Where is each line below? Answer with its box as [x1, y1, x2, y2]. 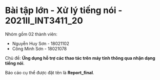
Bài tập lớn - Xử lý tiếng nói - [5, 5, 122, 16]
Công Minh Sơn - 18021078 [12, 46, 67, 51]
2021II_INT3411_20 [5, 15, 83, 26]
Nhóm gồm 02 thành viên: [5, 31, 58, 37]
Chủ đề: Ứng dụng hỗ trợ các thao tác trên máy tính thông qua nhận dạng [5, 55, 156, 61]
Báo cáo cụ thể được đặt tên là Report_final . [5, 69, 94, 75]
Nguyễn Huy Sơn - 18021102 [12, 40, 70, 46]
